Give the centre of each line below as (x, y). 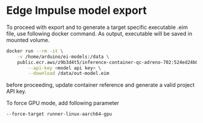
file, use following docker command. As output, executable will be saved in (99, 33)
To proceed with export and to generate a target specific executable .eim (97, 27)
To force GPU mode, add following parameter (63, 103)
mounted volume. (28, 40)
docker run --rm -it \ (35, 51)
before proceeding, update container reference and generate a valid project (101, 85)
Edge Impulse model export (76, 11)
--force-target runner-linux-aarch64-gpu (59, 114)
